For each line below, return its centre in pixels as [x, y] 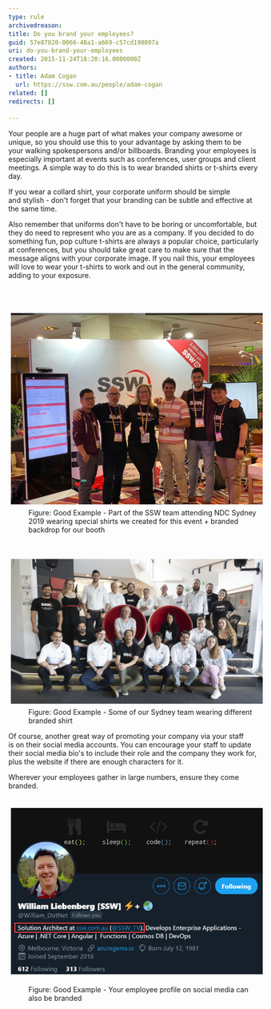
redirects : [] [32, 101]
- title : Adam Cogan [43, 76]
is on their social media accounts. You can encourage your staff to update [130, 745]
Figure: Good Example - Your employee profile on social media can [139, 989]
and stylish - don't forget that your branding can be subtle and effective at [131, 200]
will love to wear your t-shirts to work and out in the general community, [127, 267]
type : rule [26, 17]
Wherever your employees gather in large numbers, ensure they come [124, 777]
